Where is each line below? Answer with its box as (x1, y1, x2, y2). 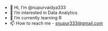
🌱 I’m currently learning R (9, 15, 62, 20)
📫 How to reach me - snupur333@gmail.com (9, 20, 103, 26)
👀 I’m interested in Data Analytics (9, 10, 78, 15)
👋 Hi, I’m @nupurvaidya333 (9, 5, 66, 10)
